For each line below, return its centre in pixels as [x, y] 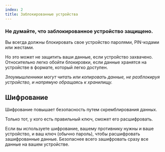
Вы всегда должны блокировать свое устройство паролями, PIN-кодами [82, 42]
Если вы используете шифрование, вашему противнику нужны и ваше [80, 128]
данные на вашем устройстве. [37, 144]
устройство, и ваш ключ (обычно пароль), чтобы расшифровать [73, 134]
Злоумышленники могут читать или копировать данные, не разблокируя [82, 77]
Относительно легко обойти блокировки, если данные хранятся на [76, 62]
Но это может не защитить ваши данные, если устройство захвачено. [79, 57]
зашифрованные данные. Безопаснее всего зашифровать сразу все [77, 139]
